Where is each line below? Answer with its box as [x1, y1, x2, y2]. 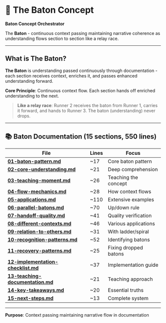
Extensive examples [108, 196, 154, 203]
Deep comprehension [108, 166, 158, 173]
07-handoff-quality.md [7, 212, 65, 219]
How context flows [108, 188, 152, 195]
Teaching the [108, 174, 138, 180]
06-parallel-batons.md [7, 204, 64, 211]
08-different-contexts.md [7, 220, 72, 227]
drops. [17, 113, 31, 119]
